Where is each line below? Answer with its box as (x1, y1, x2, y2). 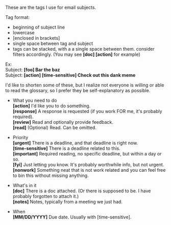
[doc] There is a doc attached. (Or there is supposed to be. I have (12, 188, 151, 194)
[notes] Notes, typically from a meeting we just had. (12, 199, 123, 205)
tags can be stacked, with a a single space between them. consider (12, 46, 155, 52)
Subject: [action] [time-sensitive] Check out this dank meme (5, 72, 136, 78)
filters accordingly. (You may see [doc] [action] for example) (12, 51, 140, 57)
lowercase (12, 30, 35, 35)
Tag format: (5, 14, 30, 20)
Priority (12, 134, 29, 140)
